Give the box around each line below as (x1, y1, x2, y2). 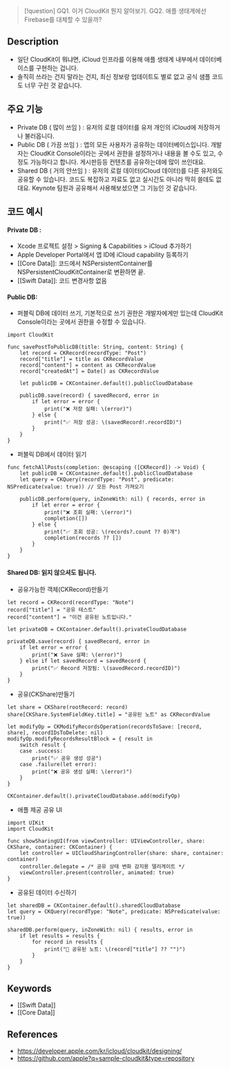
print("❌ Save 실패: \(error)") (32, 651, 123, 658)
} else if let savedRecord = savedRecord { (19, 657, 147, 664)
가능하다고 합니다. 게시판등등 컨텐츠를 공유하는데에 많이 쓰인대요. (30, 157, 206, 166)
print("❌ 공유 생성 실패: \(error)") (32, 768, 133, 775)
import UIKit (7, 819, 45, 827)
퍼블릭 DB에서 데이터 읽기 (17, 450, 87, 459)
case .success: (19, 748, 64, 754)
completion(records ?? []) (44, 535, 122, 542)
